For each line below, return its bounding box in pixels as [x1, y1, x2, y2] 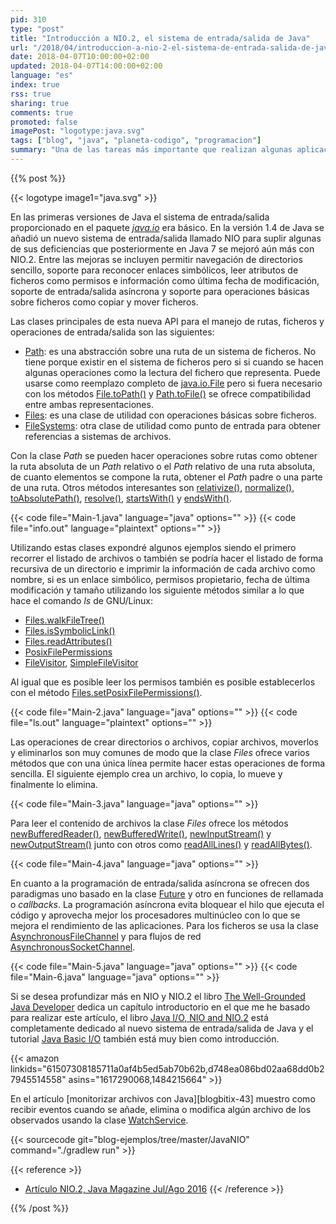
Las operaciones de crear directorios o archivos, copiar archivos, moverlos [10, 736, 319, 748]
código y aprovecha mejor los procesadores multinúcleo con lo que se [10, 909, 301, 921]
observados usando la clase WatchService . [10, 1114, 189, 1126]
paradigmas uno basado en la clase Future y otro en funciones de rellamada [10, 887, 324, 900]
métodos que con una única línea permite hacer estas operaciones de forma [10, 757, 326, 769]
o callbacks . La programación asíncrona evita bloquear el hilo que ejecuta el [10, 898, 325, 910]
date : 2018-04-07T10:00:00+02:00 [10, 52, 150, 62]
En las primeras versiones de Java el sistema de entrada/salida [10, 211, 270, 223]
